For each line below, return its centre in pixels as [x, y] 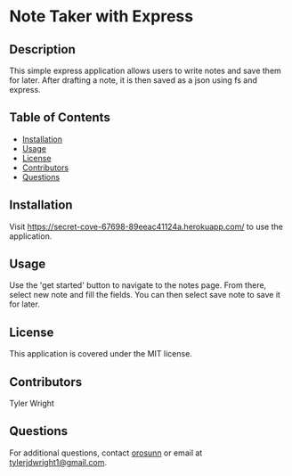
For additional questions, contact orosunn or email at [106, 453]
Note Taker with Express [101, 16]
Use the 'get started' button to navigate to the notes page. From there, [138, 285]
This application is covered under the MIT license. [101, 354]
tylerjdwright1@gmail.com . [58, 462]
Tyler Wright [32, 404]
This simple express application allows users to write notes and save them [146, 70]
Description [42, 49]
